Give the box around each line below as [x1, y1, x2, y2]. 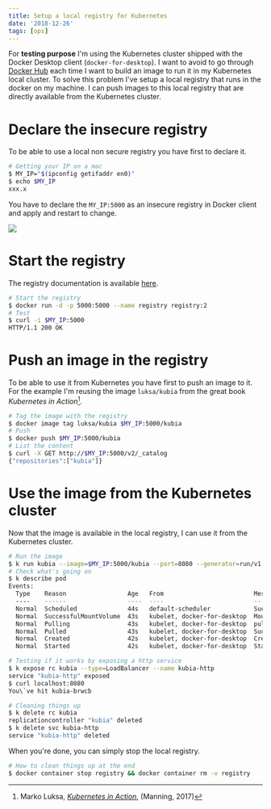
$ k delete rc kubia [8, 709, 78, 717]
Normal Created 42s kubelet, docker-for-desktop [15, 635, 248, 643]
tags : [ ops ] [8, 27, 48, 35]
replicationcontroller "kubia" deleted [8, 716, 143, 725]
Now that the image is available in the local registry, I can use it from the [8, 528, 248, 538]
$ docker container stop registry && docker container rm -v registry [8, 769, 251, 778]
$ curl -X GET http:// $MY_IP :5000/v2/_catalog [8, 450, 168, 458]
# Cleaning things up [8, 702, 81, 710]
